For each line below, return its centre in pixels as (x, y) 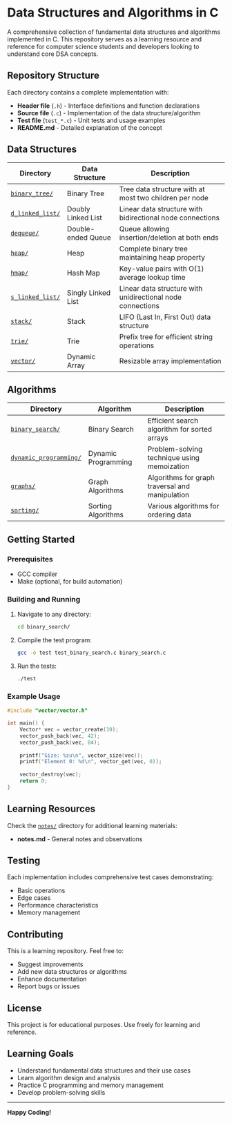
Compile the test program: (54, 640)
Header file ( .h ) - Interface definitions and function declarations (108, 106)
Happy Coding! (29, 1112)
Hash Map (83, 273)
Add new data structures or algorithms (72, 972)
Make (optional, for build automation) (70, 582)
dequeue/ (25, 233)
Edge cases (34, 898)
